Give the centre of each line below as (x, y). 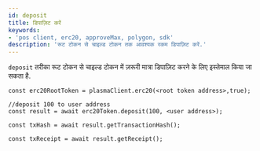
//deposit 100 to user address (59, 105)
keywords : (24, 30)
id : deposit (27, 15)
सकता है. (20, 76)
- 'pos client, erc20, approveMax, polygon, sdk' (91, 37)
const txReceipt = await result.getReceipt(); (86, 139)
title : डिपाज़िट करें (35, 23)
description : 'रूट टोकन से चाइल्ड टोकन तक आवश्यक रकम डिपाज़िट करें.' (107, 45)
